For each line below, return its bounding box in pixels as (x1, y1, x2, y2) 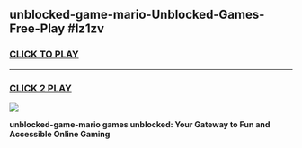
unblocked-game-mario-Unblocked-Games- (9, 7, 265, 22)
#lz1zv (67, 22, 105, 37)
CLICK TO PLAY (9, 48, 79, 61)
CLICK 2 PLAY (9, 82, 72, 94)
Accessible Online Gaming (9, 128, 111, 139)
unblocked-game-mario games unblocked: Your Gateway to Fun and (9, 118, 271, 129)
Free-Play (9, 22, 66, 37)
